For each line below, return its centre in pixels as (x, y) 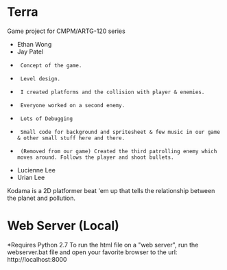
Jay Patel (30, 52)
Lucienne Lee (36, 170)
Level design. (40, 79)
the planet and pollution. (41, 198)
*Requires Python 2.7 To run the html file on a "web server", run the (103, 245)
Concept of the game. (51, 65)
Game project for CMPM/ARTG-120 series (66, 31)
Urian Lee (31, 177)
